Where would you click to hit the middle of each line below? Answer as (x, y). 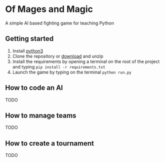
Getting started (29, 39)
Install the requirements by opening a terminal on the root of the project (86, 61)
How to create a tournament (49, 143)
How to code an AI (34, 88)
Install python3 (28, 50)
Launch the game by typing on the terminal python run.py (72, 72)
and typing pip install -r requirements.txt (59, 66)
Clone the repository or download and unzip (58, 56)
